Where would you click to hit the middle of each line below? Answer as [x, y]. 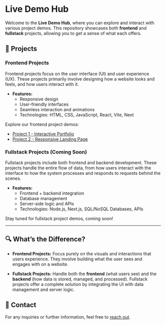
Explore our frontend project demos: [42, 124]
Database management [43, 198]
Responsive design [39, 99]
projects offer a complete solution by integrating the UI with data [78, 284]
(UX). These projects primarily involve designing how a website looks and [80, 79]
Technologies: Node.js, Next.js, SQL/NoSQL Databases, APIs [81, 209]
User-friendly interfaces [44, 104]
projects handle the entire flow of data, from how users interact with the [78, 168]
